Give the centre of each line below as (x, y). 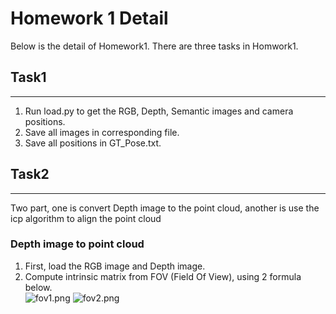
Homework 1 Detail (89, 18)
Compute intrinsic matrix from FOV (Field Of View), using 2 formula (163, 276)
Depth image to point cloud (77, 244)
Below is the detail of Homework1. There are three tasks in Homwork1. (154, 46)
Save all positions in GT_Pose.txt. (93, 143)
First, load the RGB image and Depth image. (115, 266)
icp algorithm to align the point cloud (86, 218)
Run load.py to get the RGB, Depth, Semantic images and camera (159, 111)
